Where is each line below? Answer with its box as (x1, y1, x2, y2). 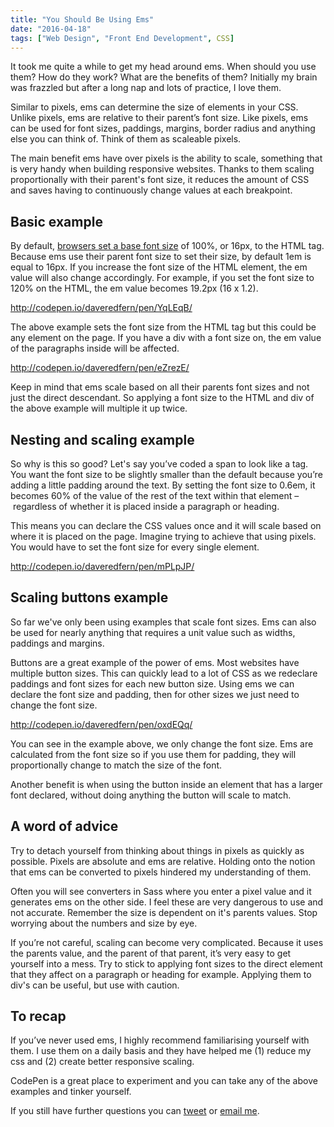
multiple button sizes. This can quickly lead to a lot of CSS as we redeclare (10, 667, 318, 679)
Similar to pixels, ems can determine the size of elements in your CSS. (10, 101, 299, 113)
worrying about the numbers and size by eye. (10, 917, 198, 929)
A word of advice (10, 818, 119, 835)
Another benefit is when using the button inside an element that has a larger (10, 778, 323, 790)
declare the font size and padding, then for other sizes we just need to (10, 688, 300, 700)
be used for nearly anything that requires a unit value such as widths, (10, 626, 296, 638)
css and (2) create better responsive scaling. (10, 1056, 195, 1068)
